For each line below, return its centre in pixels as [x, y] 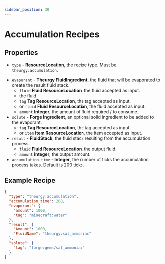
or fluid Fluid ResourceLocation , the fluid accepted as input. [82, 106]
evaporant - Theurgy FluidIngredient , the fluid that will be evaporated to [86, 80]
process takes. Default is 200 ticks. [48, 165]
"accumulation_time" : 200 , [37, 201]
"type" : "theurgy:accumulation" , [44, 197]
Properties [21, 53]
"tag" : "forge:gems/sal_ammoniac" [49, 248]
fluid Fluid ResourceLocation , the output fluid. [68, 149]
